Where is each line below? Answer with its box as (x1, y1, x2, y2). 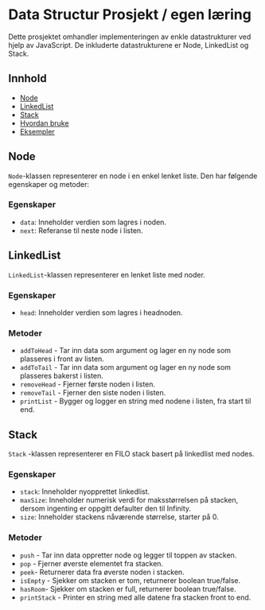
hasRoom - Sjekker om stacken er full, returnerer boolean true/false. (19, 584, 236, 593)
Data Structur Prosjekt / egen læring (8, 6, 252, 24)
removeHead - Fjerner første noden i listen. (19, 379, 156, 389)
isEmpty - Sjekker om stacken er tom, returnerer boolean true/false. (19, 575, 241, 585)
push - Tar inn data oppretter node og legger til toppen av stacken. (19, 550, 237, 560)
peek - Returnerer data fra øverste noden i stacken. (19, 567, 185, 577)
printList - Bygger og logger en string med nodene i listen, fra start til (19, 396, 251, 406)
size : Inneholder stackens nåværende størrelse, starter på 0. (19, 512, 219, 522)
